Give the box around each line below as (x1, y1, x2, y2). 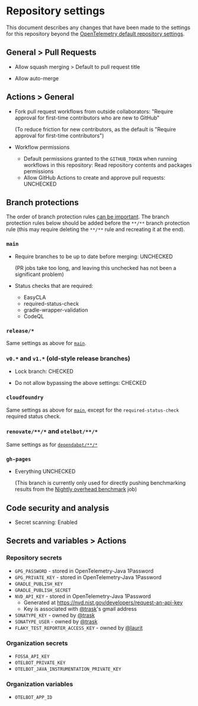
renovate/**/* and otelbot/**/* (6, 427, 98, 435)
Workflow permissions (14, 143, 70, 150)
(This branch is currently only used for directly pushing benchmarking (14, 479, 186, 487)
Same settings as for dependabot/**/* (6, 441, 98, 448)
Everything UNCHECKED (14, 468, 76, 475)
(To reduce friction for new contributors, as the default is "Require (14, 125, 176, 133)
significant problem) (14, 271, 64, 278)
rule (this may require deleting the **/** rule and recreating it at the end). (6, 226, 186, 233)
